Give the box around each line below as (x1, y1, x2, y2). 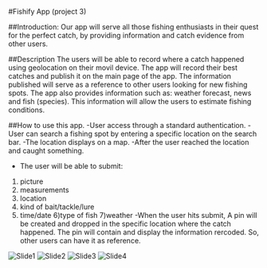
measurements (19, 185, 69, 194)
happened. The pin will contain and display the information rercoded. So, (19, 227, 259, 237)
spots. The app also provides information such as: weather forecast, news (8, 88, 252, 98)
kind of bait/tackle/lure (19, 202, 95, 212)
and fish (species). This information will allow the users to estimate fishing (8, 97, 252, 106)
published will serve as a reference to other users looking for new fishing (8, 80, 248, 89)
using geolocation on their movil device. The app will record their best (8, 63, 238, 72)
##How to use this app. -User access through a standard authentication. (8, 121, 246, 130)
